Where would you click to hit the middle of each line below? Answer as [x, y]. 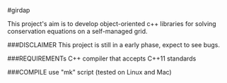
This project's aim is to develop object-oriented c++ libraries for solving [112, 24]
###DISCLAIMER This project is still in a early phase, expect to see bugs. [114, 45]
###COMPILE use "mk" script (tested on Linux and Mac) [89, 72]
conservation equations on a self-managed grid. [77, 31]
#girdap [19, 10]
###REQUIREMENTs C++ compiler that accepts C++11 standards [102, 58]
